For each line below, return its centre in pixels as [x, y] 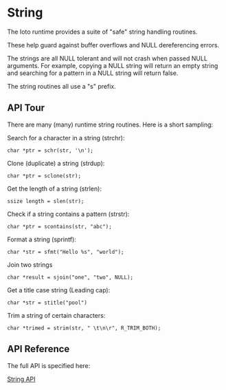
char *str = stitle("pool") [47, 303]
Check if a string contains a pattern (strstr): [68, 214]
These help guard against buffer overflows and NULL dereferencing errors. [113, 45]
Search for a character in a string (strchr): [66, 138]
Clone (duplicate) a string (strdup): [56, 163]
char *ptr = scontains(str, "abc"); [59, 226]
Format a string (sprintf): [42, 239]
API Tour [26, 108]
